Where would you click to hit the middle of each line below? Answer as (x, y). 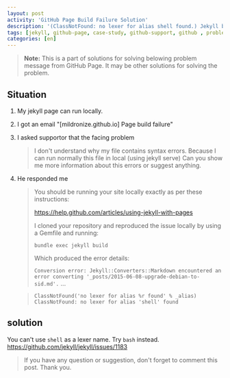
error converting (59, 277)
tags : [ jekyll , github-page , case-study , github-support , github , (105, 33)
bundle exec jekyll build (71, 245)
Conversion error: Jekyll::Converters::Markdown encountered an (128, 270)
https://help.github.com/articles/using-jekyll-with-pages (113, 212)
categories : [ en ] (32, 39)
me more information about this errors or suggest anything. (118, 165)
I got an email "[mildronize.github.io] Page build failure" (95, 124)
